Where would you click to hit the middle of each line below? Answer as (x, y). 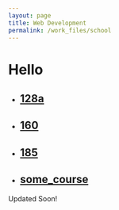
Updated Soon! (33, 198)
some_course (54, 179)
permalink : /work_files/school (60, 30)
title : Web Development (48, 23)
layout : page (30, 15)
